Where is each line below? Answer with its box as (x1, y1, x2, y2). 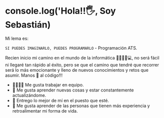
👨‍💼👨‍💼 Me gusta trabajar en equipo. (12, 82, 84, 88)
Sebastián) (5, 19, 51, 30)
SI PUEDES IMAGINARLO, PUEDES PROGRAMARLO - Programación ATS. (5, 45, 137, 51)
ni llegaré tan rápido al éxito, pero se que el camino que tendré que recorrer (5, 61, 160, 68)
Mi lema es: (5, 35, 29, 41)
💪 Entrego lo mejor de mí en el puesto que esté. (12, 97, 109, 103)
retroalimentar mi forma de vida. (12, 108, 78, 114)
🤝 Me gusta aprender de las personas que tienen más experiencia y (12, 103, 150, 109)
